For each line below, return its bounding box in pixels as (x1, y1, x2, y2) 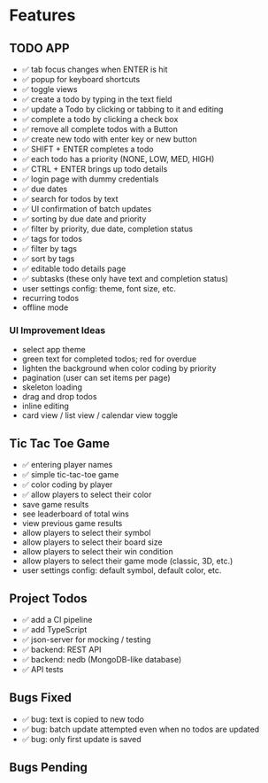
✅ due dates (21, 183, 68, 194)
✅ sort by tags (21, 253, 75, 264)
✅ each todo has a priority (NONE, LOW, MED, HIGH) (21, 154, 215, 164)
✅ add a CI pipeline (21, 614, 93, 624)
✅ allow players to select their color (21, 489, 152, 500)
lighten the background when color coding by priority (21, 363, 217, 374)
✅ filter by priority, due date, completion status (21, 223, 193, 234)
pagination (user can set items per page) (21, 373, 171, 384)
